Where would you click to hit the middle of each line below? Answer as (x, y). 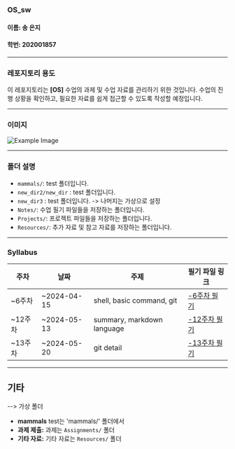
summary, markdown (128, 319)
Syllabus (22, 252)
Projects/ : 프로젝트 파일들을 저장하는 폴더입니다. (85, 218)
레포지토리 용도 (31, 73)
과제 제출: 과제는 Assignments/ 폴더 (66, 429)
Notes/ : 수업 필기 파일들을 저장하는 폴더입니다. (81, 209)
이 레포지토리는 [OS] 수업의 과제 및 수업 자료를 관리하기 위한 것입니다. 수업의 (112, 90)
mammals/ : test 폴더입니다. (53, 183)
